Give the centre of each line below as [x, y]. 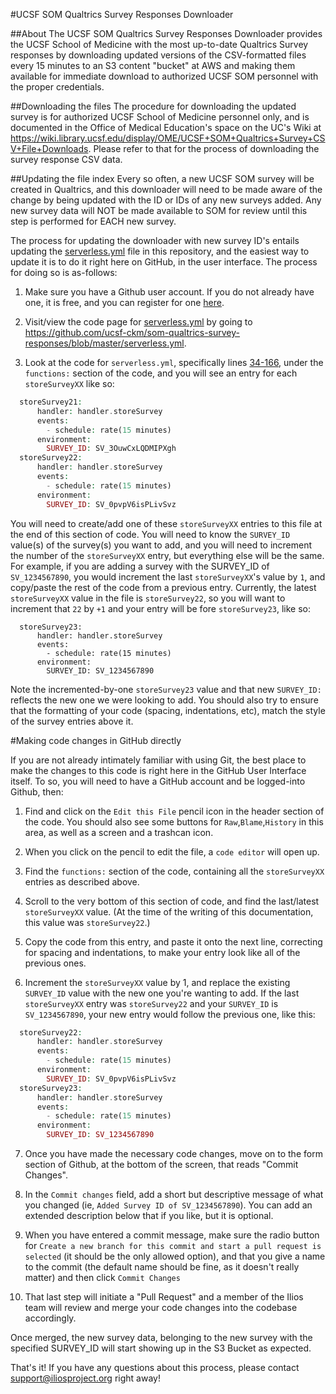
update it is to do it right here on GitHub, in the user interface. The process [164, 262]
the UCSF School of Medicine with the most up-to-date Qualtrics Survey [159, 44]
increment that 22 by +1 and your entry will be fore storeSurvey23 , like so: [161, 608]
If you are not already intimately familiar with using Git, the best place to [158, 760]
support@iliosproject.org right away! [85, 1378]
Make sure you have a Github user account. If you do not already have [169, 292]
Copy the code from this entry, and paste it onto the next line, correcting [173, 941]
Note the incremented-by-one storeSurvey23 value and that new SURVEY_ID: [166, 689]
